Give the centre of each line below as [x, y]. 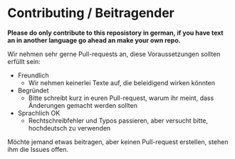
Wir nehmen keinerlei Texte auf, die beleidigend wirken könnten [122, 82]
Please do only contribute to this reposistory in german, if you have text [115, 33]
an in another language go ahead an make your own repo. [94, 40]
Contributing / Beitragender [91, 13]
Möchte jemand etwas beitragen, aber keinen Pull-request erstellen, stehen [118, 142]
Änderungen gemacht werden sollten [83, 105]
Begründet [33, 90]
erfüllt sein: [24, 61]
